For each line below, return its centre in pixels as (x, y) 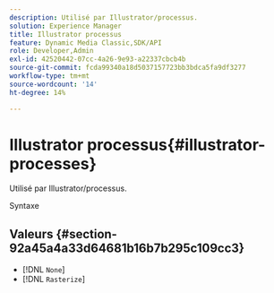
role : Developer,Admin (51, 51)
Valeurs (31, 234)
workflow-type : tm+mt (50, 76)
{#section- (87, 234)
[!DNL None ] (43, 270)
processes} (53, 164)
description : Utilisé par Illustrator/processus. (104, 17)
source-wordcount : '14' (54, 84)
